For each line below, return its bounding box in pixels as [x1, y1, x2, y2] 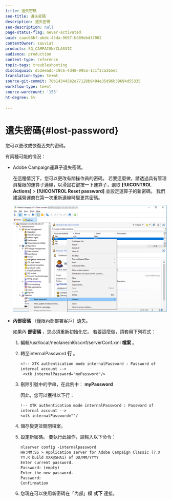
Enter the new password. [20, 470, 74, 475]
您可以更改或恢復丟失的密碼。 [5, 143, 68, 149]
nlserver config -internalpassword [20, 445, 96, 450]
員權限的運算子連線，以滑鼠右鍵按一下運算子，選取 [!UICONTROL [12, 182, 152, 188]
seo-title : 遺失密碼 [5, 13, 46, 19]
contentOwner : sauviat [5, 41, 54, 46]
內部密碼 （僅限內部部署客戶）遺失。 [12, 317, 91, 323]
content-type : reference [5, 57, 58, 62]
